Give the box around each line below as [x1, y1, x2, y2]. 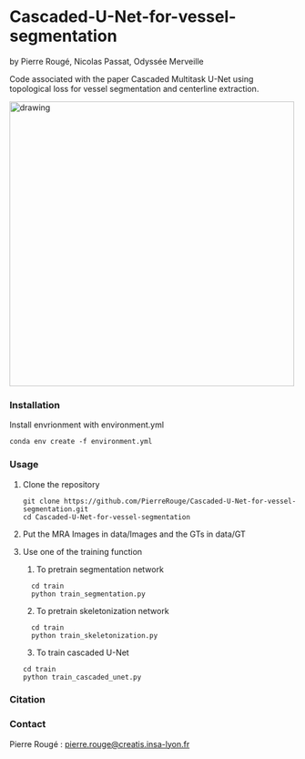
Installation [9, 398, 61, 411]
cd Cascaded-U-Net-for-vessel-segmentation [22, 512, 191, 521]
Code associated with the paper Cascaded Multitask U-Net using [9, 73, 254, 84]
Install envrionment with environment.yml [9, 419, 165, 430]
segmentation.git [22, 504, 89, 514]
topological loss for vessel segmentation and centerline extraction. [9, 83, 259, 94]
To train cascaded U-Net [36, 647, 129, 658]
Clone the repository [22, 478, 100, 489]
